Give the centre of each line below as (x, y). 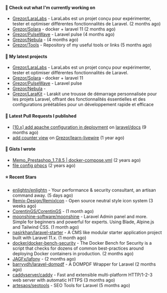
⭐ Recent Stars (21, 177)
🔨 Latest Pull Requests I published (41, 116)
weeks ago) (24, 206)
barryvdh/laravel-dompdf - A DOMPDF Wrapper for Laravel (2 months (84, 264)
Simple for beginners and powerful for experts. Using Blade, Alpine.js (83, 222)
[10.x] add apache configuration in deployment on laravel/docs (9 (79, 127)
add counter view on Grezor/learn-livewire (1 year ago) (68, 138)
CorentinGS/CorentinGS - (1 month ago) (53, 211)
